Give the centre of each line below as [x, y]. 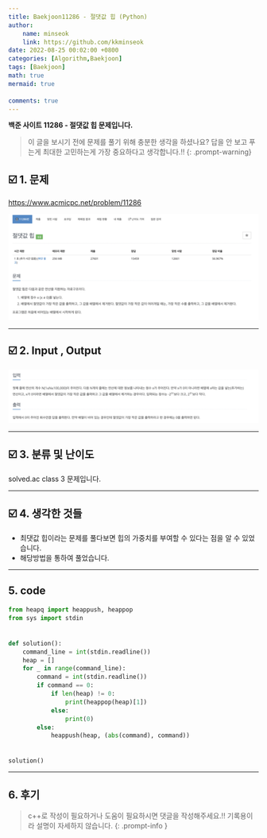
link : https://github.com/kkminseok [83, 42]
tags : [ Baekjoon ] [37, 68]
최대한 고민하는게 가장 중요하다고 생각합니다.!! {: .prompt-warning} [147, 152]
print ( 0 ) [79, 719]
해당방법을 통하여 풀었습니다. [64, 557]
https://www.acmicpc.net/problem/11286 [75, 203]
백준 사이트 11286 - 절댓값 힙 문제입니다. [71, 125]
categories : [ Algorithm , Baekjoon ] [66, 59]
